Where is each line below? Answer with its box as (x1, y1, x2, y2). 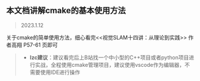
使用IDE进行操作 (40, 69, 81, 76)
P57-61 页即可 (23, 41, 58, 48)
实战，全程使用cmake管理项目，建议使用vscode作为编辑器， (35, 61, 185, 68)
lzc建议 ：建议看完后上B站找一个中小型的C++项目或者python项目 (29, 54, 189, 61)
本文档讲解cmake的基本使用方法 (6, 5, 126, 16)
